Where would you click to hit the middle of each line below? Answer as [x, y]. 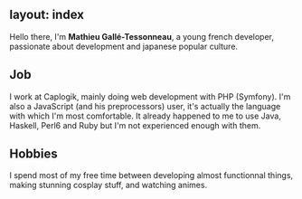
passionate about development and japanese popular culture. [123, 46]
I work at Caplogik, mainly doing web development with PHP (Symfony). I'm [150, 96]
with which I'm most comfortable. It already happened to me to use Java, [146, 116]
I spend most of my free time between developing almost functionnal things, [151, 175]
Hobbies [34, 154]
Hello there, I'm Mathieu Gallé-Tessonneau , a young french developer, [142, 36]
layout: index [47, 15]
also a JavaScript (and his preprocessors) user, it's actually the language [145, 106]
